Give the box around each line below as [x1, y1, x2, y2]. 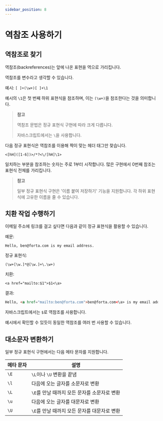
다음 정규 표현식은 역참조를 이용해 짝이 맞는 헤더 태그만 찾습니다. [5, 142, 127, 148]
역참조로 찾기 [5, 51, 42, 59]
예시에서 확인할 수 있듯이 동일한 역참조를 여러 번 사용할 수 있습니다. [5, 320, 132, 325]
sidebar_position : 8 [5, 7, 47, 12]
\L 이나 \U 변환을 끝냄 [31, 371, 77, 378]
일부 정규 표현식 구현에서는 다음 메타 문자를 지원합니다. [5, 349, 109, 355]
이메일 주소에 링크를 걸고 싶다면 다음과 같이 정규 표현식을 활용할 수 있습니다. [5, 223, 149, 229]
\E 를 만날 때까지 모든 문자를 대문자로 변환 [31, 407, 120, 414]
